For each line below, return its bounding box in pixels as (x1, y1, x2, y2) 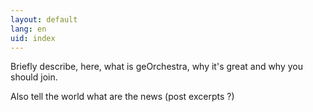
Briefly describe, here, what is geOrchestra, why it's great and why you (10, 61, 304, 73)
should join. (10, 71, 58, 83)
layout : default (10, 14, 78, 25)
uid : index (10, 33, 56, 43)
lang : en (10, 24, 47, 34)
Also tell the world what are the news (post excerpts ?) (10, 91, 235, 103)
